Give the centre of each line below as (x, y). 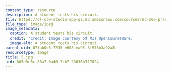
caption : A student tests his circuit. (52, 33)
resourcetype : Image (27, 52)
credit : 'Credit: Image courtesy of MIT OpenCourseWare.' (73, 39)
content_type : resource (31, 10)
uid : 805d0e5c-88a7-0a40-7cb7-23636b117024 (52, 62)
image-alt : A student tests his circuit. (54, 43)
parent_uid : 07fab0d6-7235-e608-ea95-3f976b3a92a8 (60, 48)
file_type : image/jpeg (29, 24)
